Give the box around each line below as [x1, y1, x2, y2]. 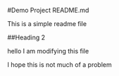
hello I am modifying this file [7, 47, 89, 55]
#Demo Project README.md [7, 6, 89, 14]
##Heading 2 [7, 33, 46, 42]
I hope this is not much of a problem [7, 61, 112, 69]
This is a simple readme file [7, 20, 87, 27]
